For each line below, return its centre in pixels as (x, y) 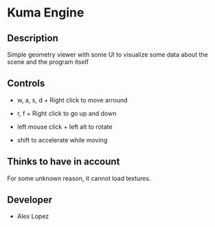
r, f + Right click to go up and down (67, 113)
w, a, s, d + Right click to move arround (72, 100)
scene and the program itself (48, 62)
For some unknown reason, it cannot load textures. (79, 178)
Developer (30, 200)
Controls (26, 84)
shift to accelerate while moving (62, 140)
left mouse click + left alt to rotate (65, 127)
